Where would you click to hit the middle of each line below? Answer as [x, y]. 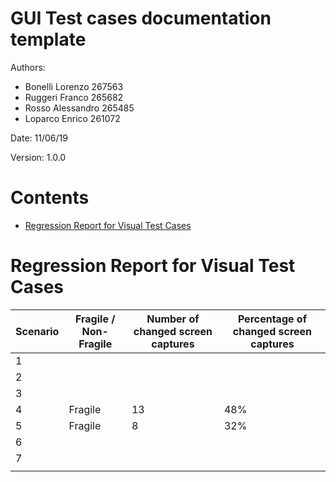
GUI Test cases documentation [141, 18]
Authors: [28, 67]
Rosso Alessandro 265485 [79, 108]
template [48, 39]
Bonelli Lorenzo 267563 [74, 86]
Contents [50, 198]
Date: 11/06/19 [39, 138]
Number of [173, 319]
